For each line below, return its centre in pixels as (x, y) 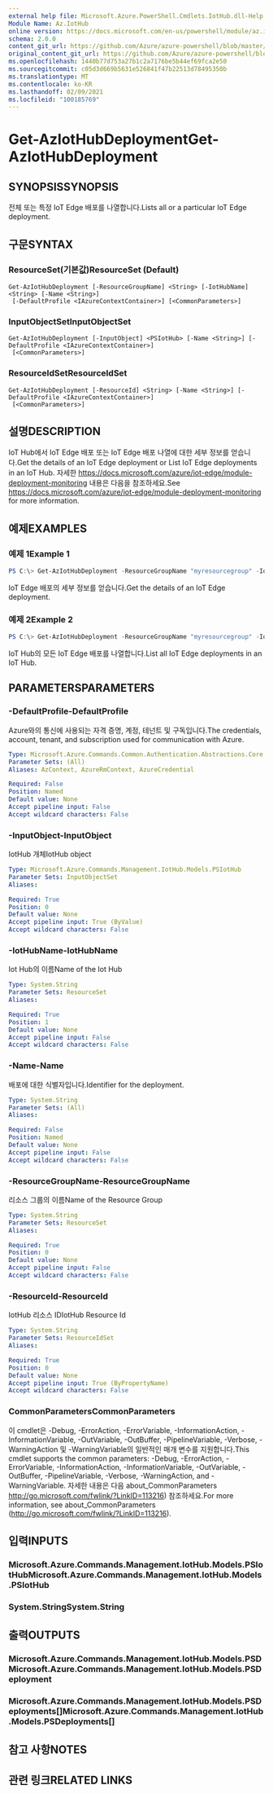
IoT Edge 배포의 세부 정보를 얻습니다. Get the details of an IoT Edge (117, 587)
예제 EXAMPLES (48, 528)
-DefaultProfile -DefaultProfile (68, 711)
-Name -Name (36, 1066)
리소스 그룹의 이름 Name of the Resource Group (86, 1199)
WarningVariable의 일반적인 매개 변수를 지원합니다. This (161, 1449)
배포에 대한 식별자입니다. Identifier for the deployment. (96, 1084)
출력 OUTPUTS (44, 1636)
